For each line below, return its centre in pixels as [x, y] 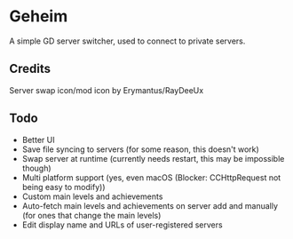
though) [36, 168]
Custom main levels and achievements [92, 196]
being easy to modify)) [63, 187]
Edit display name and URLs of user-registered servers [123, 225]
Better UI [38, 139]
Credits [30, 69]
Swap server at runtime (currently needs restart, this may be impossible [153, 158]
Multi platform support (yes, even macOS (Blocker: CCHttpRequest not [151, 177]
